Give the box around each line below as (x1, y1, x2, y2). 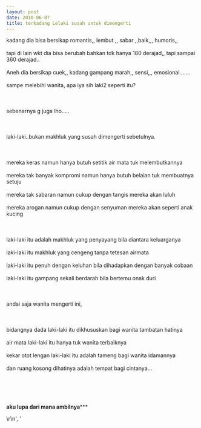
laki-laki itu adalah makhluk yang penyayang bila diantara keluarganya (6, 236, 181, 243)
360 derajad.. (6, 56, 40, 64)
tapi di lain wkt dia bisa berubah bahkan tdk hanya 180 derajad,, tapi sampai (6, 50, 196, 57)
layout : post (6, 8, 39, 15)
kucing (6, 210, 24, 218)
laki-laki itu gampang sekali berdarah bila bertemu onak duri (6, 275, 156, 282)
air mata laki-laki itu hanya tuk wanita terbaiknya (6, 339, 127, 346)
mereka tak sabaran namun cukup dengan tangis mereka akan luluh (6, 191, 176, 199)
